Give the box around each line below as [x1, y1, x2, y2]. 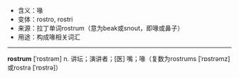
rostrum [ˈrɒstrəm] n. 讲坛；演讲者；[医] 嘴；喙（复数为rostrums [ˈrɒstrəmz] [7, 55, 230, 62]
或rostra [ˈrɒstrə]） [7, 63, 63, 72]
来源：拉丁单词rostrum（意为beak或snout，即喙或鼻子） [17, 24, 184, 32]
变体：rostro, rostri [17, 15, 73, 23]
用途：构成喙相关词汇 [17, 33, 80, 41]
